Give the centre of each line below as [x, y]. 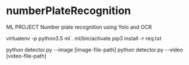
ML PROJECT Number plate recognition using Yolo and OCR [79, 27]
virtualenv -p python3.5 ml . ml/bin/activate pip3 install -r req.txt [84, 38]
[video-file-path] [26, 56]
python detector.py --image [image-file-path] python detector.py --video [95, 49]
